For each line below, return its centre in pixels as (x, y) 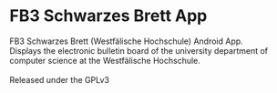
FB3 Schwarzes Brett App (108, 16)
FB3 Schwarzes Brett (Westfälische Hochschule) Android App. (126, 41)
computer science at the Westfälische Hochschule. (105, 60)
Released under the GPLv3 (59, 79)
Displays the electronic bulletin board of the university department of (139, 50)
